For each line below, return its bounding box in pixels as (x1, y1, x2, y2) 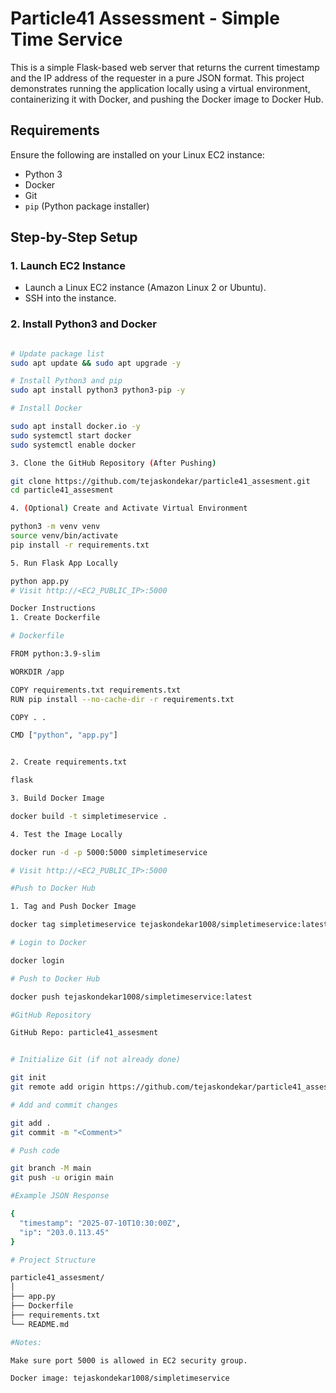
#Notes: (10, 1337, 43, 1347)
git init (10, 1073, 47, 1083)
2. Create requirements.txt (10, 757, 128, 767)
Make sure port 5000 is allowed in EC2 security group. (10, 1355, 248, 1366)
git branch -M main (10, 1163, 92, 1174)
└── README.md (10, 1319, 70, 1329)
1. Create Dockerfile (10, 613, 101, 623)
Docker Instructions (10, 603, 97, 614)
